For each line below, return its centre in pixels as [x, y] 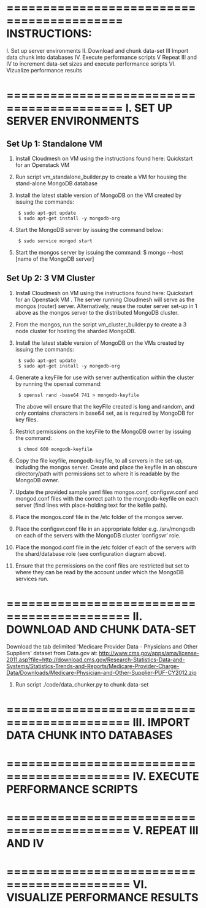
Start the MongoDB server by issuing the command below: [89, 229]
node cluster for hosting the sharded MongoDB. [75, 331]
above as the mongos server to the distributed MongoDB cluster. [97, 312]
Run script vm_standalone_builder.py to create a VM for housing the [101, 177]
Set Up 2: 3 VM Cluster [51, 278]
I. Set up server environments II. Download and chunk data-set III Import [97, 50]
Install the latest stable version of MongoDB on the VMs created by [100, 343]
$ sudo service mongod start [55, 241]
